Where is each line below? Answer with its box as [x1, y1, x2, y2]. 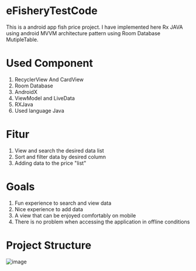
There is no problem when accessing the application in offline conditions [14, 218, 190, 225]
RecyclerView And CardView [14, 76, 84, 83]
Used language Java [14, 107, 64, 114]
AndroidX [14, 88, 38, 95]
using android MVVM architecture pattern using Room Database [6, 29, 161, 36]
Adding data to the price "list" [14, 160, 87, 167]
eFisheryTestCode [6, 4, 98, 18]
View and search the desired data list [14, 147, 104, 154]
